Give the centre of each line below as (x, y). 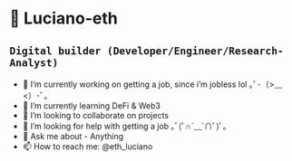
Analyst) (34, 62)
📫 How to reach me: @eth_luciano (88, 147)
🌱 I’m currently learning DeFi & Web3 (92, 106)
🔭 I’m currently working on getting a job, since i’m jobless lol (135, 84)
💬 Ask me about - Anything (73, 136)
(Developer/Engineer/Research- (195, 51)
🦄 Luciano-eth (63, 19)
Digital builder (55, 51)
